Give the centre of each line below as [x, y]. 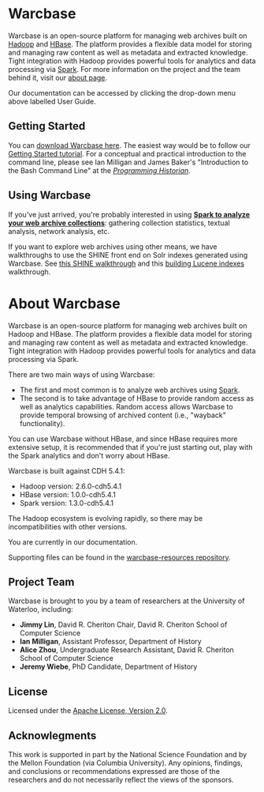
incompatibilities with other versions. [68, 526]
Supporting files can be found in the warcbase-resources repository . [119, 557]
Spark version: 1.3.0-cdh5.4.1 [67, 503]
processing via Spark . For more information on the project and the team [125, 69]
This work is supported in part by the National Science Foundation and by [128, 754]
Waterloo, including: [41, 609]
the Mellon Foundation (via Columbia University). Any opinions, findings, [125, 763]
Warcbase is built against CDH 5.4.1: [67, 470]
